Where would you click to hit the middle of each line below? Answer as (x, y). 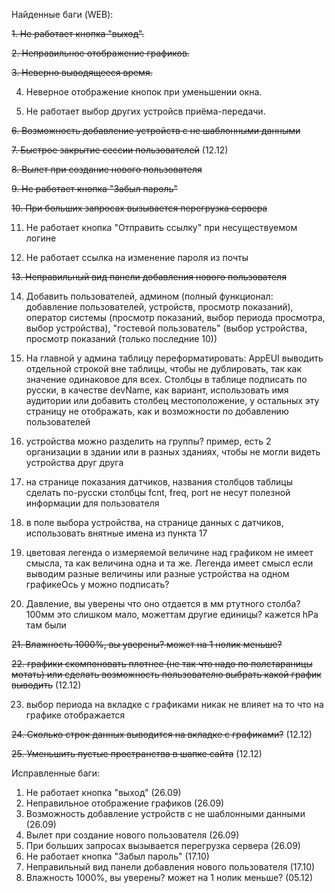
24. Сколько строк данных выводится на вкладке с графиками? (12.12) (162, 734)
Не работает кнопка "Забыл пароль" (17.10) (117, 856)
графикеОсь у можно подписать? (97, 584)
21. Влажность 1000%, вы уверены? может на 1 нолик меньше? (147, 644)
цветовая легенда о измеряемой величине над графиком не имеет (169, 552)
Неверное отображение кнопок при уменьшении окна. (144, 92)
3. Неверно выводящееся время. (82, 72)
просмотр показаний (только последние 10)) (121, 338)
